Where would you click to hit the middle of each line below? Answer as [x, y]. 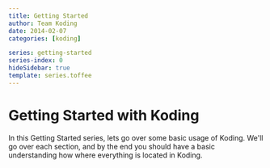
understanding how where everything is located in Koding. [105, 155]
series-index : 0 [36, 61]
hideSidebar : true [39, 68]
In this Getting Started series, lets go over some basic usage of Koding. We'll [136, 137]
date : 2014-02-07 [38, 31]
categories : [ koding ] [45, 38]
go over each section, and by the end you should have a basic [112, 146]
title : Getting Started [49, 16]
